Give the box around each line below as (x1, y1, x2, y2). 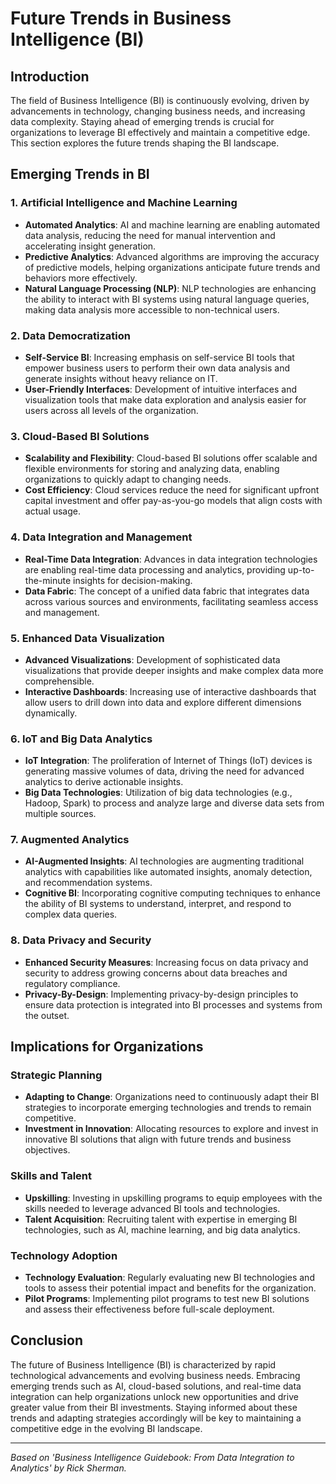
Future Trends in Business (10, 7, 232, 30)
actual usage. (24, 505, 82, 517)
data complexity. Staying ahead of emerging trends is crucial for (10, 116, 275, 127)
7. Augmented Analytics (10, 833, 130, 847)
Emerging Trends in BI (10, 166, 150, 183)
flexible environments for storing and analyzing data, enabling (24, 463, 280, 475)
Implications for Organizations (10, 1038, 204, 1056)
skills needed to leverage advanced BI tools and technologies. (24, 1202, 281, 1214)
